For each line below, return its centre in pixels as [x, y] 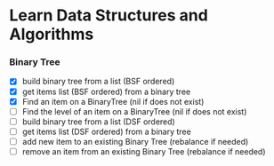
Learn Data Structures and [109, 16]
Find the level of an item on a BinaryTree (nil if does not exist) [134, 111]
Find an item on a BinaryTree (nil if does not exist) [113, 101]
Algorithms [52, 34]
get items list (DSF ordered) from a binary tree [106, 131]
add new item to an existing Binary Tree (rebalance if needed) [135, 141]
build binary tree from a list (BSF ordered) [98, 82]
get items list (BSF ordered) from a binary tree [106, 91]
